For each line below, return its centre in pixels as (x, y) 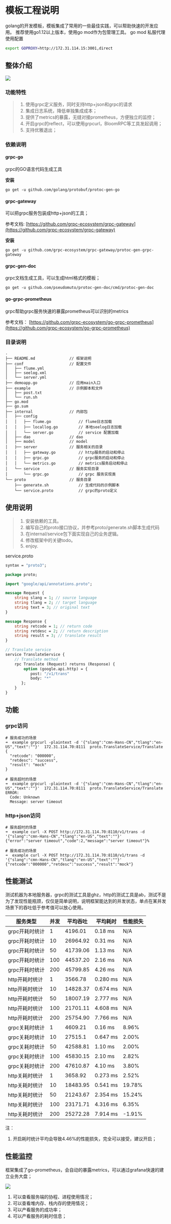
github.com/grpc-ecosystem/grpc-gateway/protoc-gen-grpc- (91, 250)
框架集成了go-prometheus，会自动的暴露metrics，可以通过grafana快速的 (82, 1170)
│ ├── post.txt (24, 393)
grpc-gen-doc (21, 266)
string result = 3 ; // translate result (58, 636)
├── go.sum (17, 406)
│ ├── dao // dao (44, 437)
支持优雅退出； (41, 130)
